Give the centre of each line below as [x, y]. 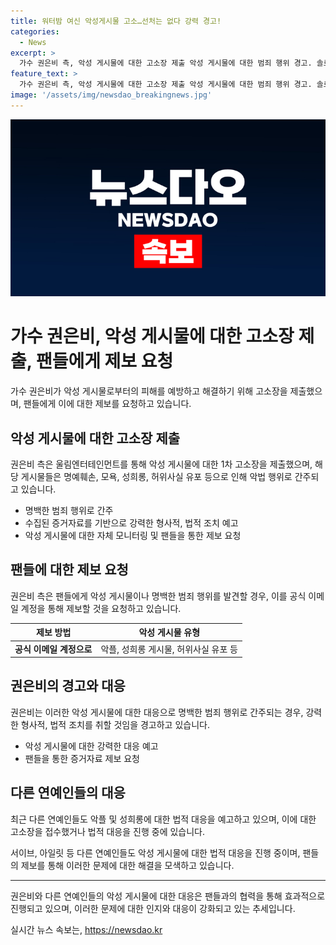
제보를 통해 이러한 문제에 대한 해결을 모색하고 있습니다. [127, 865]
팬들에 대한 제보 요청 [69, 570]
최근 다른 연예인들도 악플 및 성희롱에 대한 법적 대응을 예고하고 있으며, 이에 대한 [163, 819]
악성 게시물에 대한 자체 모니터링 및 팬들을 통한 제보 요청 [133, 535]
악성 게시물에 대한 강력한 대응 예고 [91, 746]
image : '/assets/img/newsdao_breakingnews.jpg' [111, 95]
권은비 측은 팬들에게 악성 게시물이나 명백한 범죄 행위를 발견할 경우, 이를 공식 [158, 596]
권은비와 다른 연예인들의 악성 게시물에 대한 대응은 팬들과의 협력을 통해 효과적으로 [168, 896]
